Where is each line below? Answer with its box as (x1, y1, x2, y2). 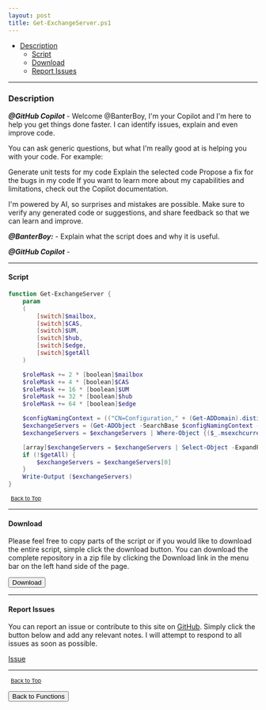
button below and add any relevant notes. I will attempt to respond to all (8, 631, 242, 640)
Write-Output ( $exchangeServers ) (22, 473, 133, 481)
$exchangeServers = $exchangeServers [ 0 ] (36, 458, 172, 466)
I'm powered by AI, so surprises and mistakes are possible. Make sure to (8, 199, 245, 208)
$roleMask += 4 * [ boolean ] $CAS (22, 378, 129, 386)
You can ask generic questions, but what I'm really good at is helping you (8, 143, 247, 153)
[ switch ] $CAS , (36, 319, 83, 327)
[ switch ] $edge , (36, 342, 87, 349)
